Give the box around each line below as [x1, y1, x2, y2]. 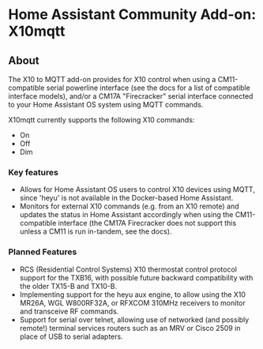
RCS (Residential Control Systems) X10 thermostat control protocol [19, 265, 237, 274]
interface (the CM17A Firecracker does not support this [58, 219, 237, 228]
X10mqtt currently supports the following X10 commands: [8, 115, 195, 124]
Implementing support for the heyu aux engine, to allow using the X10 [19, 290, 246, 299]
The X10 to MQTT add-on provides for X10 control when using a [8, 75, 216, 84]
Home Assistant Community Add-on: [8, 6, 257, 24]
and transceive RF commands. [19, 306, 119, 316]
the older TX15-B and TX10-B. [19, 281, 117, 291]
